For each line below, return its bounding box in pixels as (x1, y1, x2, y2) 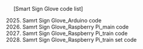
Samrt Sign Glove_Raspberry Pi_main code (22, 24, 129, 30)
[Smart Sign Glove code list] (13, 5, 83, 12)
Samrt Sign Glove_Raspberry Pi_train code (22, 30, 128, 37)
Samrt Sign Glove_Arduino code (22, 17, 102, 24)
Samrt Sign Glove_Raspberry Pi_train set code (22, 36, 137, 43)
